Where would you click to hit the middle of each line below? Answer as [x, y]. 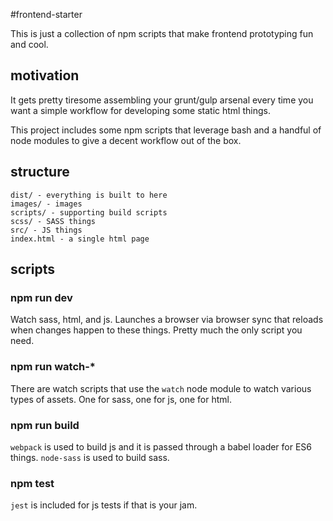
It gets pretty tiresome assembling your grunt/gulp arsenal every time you [162, 100]
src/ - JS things [46, 230]
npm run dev [41, 297]
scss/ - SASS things [53, 221]
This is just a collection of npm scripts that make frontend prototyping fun [162, 33]
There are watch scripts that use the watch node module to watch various [161, 388]
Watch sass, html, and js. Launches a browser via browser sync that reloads [167, 320]
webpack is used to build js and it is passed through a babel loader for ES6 [161, 446]
